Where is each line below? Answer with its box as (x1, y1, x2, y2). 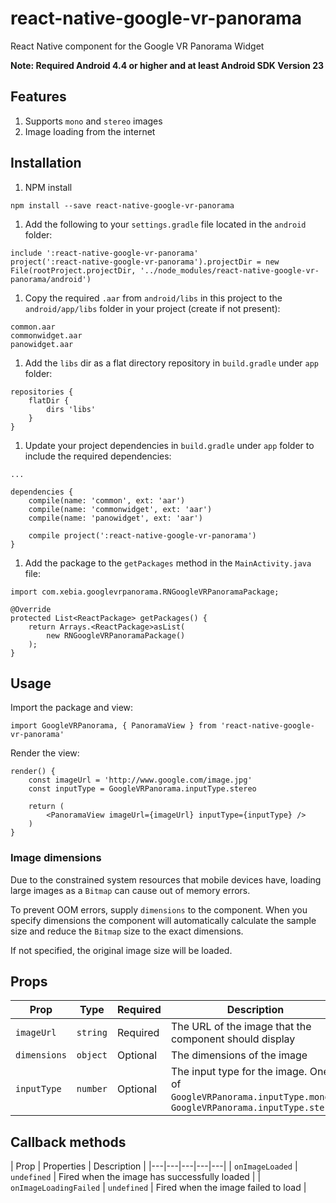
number (76, 1083, 108, 1095)
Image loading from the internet (24, 125, 156, 137)
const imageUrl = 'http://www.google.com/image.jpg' (28, 775, 253, 786)
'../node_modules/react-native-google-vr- (139, 265, 320, 276)
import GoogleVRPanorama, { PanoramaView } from (10, 721, 217, 731)
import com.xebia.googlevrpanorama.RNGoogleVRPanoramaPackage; (10, 587, 280, 597)
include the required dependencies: (24, 450, 172, 462)
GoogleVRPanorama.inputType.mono (170, 1092, 330, 1103)
